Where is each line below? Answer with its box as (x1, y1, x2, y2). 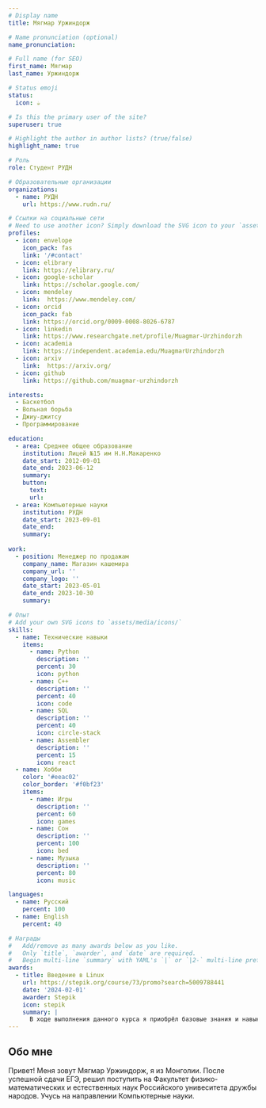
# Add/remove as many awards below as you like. (8, 942, 179, 949)
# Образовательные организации (8, 178, 112, 186)
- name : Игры (28, 795, 73, 803)
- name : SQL (28, 707, 69, 715)
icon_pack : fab (22, 310, 73, 318)
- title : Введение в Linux (15, 972, 104, 980)
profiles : (8, 229, 41, 238)
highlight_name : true (8, 142, 80, 151)
